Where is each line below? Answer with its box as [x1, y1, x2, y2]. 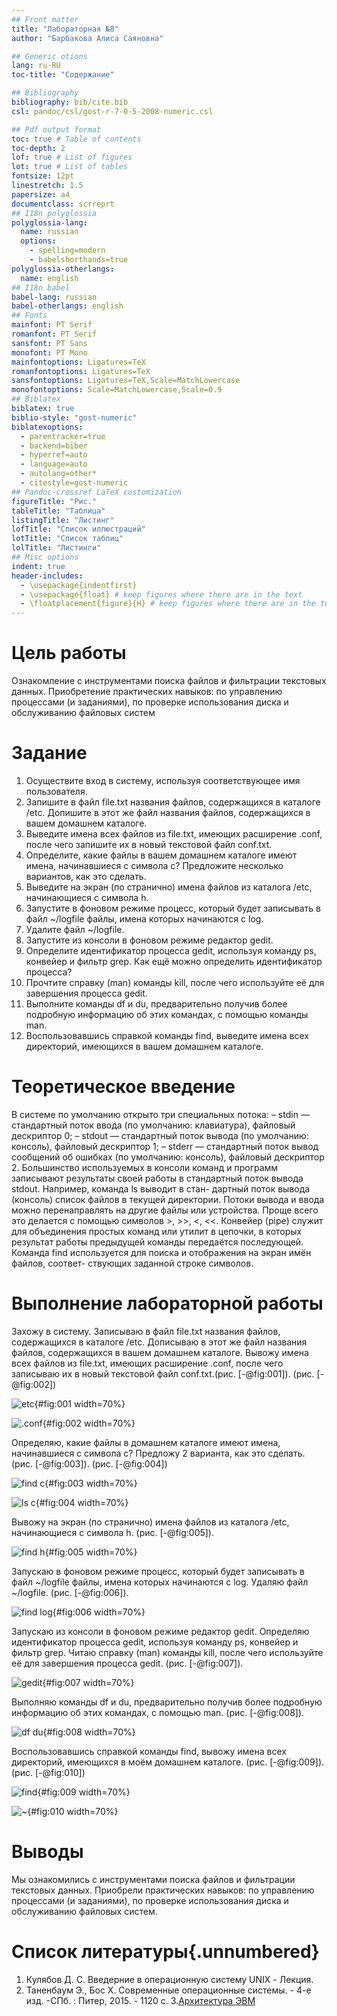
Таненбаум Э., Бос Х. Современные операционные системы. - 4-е [25, 1984, 312, 1996]
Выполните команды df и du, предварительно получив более [25, 998, 288, 1010]
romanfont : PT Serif [11, 329, 98, 339]
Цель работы [11, 642, 127, 665]
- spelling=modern [29, 246, 106, 256]
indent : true [11, 561, 66, 571]
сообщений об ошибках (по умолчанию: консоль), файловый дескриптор [11, 1151, 325, 1163]
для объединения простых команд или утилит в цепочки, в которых [11, 1225, 303, 1237]
